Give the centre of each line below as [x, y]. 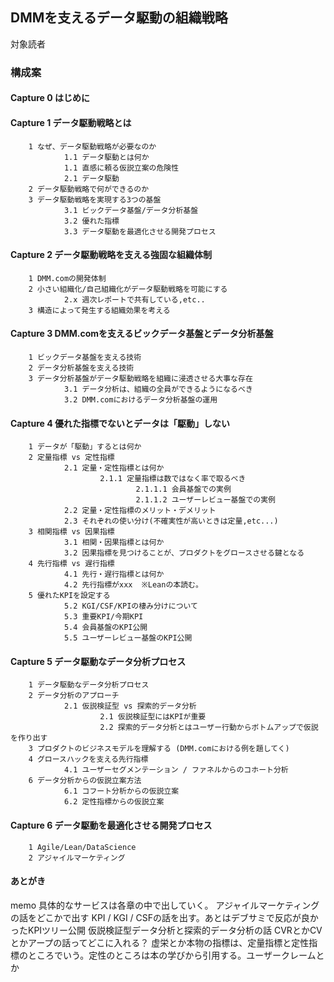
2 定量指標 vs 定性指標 [71, 458]
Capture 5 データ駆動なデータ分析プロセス [98, 661]
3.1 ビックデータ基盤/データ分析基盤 [131, 210]
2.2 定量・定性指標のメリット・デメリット [140, 511]
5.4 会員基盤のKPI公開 [105, 628]
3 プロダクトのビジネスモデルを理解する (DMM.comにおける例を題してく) [159, 749]
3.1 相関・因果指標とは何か [114, 543]
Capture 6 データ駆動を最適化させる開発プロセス [111, 825]
